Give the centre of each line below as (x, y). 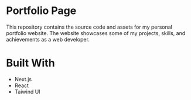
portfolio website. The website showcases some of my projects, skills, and (96, 33)
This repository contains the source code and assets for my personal (89, 27)
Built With (30, 63)
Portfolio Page (41, 11)
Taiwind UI (27, 91)
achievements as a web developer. (48, 39)
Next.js (23, 79)
